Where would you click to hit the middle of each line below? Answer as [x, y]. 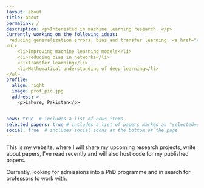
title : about [23, 18]
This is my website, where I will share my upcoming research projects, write [101, 147]
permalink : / [23, 23]
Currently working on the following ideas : [62, 35]
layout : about [24, 12]
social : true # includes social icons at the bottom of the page [92, 130]
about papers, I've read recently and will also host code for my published [98, 154]
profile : [17, 80]
